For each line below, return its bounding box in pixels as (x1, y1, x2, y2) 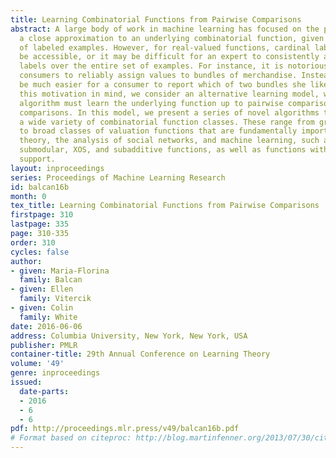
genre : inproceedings (10, 368, 101, 378)
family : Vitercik (19, 294, 92, 304)
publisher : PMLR (10, 340, 78, 350)
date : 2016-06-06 (10, 321, 83, 331)
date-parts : (19, 386, 70, 396)
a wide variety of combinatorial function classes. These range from (19, 117, 315, 127)
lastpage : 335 (10, 219, 70, 230)
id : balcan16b (10, 182, 70, 192)
